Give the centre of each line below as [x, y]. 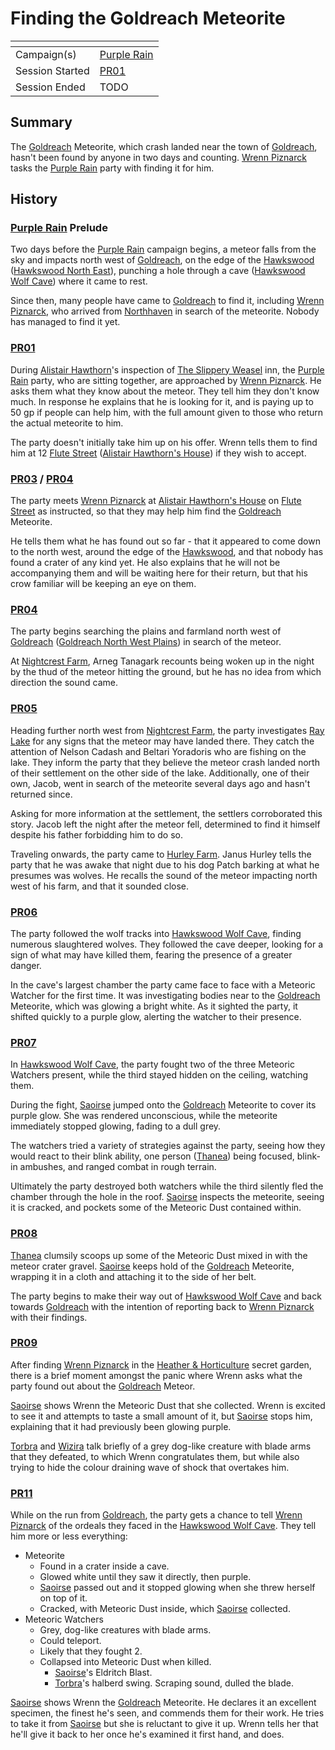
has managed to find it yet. [65, 322]
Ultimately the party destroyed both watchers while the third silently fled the [167, 1186]
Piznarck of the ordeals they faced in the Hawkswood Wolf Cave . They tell [163, 1526]
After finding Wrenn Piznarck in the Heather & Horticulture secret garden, [161, 1364]
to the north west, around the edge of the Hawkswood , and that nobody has [167, 552]
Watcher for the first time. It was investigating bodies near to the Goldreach [165, 995]
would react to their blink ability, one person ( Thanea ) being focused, [152, 1156]
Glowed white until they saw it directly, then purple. [145, 1577]
